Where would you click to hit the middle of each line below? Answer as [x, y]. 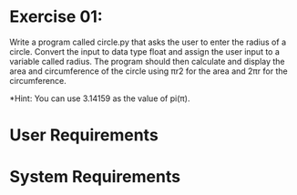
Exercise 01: [56, 17]
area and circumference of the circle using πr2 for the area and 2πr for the [149, 71]
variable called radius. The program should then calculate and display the [147, 61]
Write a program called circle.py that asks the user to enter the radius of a [148, 42]
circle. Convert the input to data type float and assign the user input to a [145, 51]
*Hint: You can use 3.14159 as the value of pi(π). [100, 98]
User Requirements [84, 135]
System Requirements [95, 177]
